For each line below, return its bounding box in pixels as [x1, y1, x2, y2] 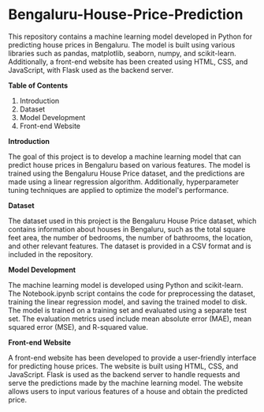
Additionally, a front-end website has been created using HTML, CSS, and [8, 57, 248, 66]
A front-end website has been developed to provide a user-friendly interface [8, 353, 257, 362]
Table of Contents [8, 81, 69, 90]
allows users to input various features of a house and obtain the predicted [8, 386, 248, 396]
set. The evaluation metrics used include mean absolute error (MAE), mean [8, 314, 252, 323]
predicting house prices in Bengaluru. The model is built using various [8, 40, 236, 49]
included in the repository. [8, 249, 93, 259]
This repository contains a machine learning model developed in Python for [8, 32, 253, 41]
